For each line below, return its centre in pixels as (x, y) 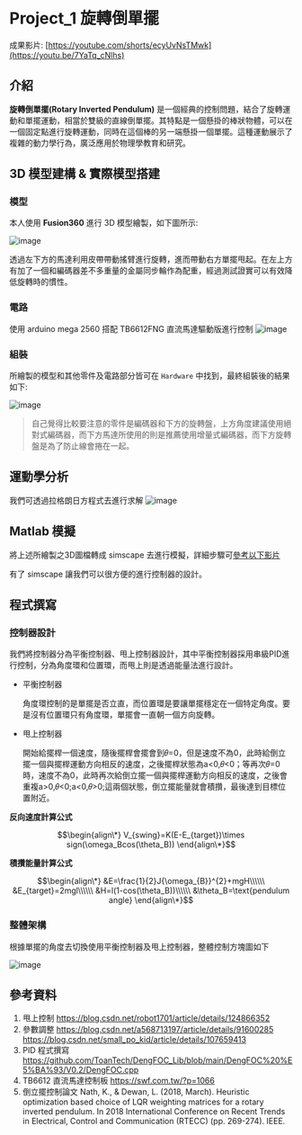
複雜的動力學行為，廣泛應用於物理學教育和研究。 (100, 143)
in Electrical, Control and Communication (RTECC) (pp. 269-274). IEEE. (154, 1122)
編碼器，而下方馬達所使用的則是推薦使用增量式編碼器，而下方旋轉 (169, 435)
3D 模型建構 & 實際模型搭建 (84, 174)
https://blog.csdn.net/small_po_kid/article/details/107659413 (134, 1040)
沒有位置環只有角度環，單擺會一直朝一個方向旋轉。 (125, 715)
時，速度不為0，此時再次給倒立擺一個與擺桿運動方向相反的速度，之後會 (155, 775)
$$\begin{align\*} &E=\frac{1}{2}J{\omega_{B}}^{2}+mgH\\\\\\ (151, 881)
